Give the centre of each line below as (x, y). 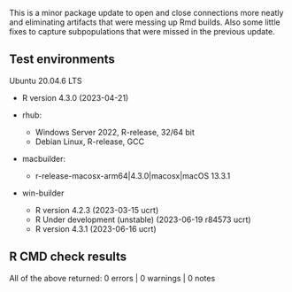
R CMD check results (68, 257)
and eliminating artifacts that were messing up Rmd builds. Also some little (145, 22)
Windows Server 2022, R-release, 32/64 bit (115, 132)
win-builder (43, 193)
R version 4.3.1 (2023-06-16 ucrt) (96, 228)
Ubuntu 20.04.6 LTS (46, 81)
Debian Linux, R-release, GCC (89, 142)
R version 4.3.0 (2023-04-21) (75, 97)
